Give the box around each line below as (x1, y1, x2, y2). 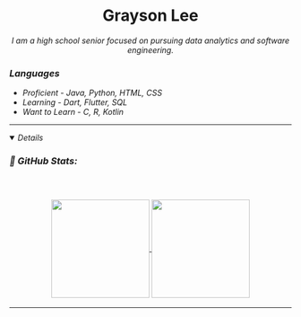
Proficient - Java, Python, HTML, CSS (21, 87, 163, 99)
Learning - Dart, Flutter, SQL (21, 97, 128, 108)
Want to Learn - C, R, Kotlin (21, 107, 124, 118)
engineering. (126, 44, 175, 55)
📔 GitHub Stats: (9, 154, 78, 167)
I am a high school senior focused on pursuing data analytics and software (11, 35, 290, 46)
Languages (9, 66, 60, 79)
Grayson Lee (102, 5, 199, 26)
